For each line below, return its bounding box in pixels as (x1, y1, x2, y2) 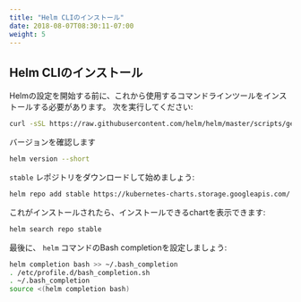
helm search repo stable (9, 224, 102, 233)
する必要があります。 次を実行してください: (32, 102, 193, 113)
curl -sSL (9, 120, 47, 129)
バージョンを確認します (9, 137, 96, 147)
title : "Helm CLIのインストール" (9, 13, 125, 22)
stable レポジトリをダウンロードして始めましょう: (9, 172, 195, 182)
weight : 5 (9, 29, 47, 38)
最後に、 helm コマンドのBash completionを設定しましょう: (9, 242, 228, 253)
